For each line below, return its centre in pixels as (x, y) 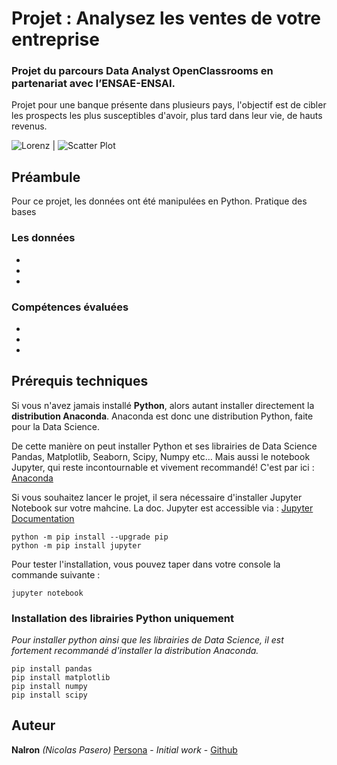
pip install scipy (49, 695)
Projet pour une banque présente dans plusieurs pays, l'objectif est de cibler (169, 105)
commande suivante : (56, 574)
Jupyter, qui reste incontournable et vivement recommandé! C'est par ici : (163, 467)
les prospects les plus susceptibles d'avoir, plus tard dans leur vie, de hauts (167, 116)
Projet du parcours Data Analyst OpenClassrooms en (142, 71)
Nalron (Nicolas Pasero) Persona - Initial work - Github (124, 749)
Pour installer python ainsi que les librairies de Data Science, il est (147, 640)
